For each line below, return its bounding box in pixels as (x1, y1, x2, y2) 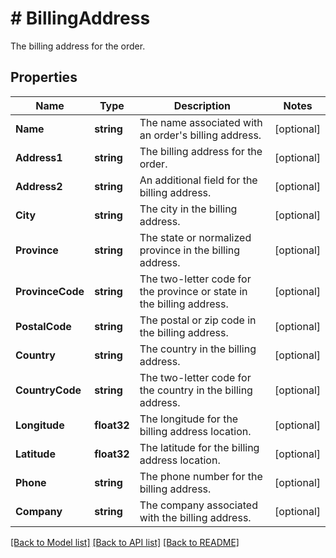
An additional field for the (139, 173, 258, 187)
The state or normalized (139, 230, 252, 244)
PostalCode (15, 319, 72, 333)
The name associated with (139, 115, 263, 129)
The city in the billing (139, 202, 238, 216)
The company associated (139, 498, 258, 512)
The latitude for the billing (139, 440, 260, 454)
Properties (10, 69, 78, 86)
